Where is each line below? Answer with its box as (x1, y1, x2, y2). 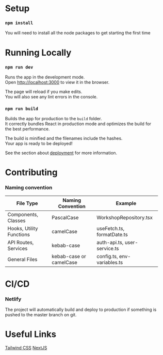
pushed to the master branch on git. (5, 312, 77, 318)
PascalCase (51, 214, 79, 221)
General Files (7, 256, 38, 262)
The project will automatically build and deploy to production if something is (5, 307, 157, 313)
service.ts (97, 245, 119, 252)
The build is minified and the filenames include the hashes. (5, 135, 123, 141)
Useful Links (5, 329, 57, 340)
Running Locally (5, 47, 72, 58)
